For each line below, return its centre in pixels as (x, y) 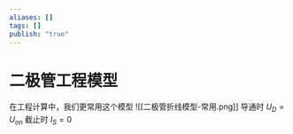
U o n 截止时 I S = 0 (41, 121)
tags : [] (25, 26)
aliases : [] (31, 17)
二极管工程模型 (64, 80)
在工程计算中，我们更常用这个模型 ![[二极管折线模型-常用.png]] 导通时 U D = (147, 108)
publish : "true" (39, 34)
